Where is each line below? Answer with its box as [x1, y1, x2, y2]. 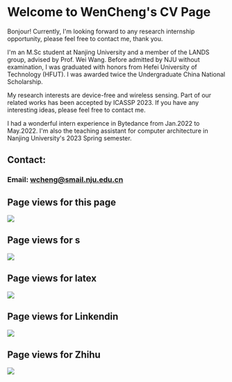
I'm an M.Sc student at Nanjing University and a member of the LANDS [7, 48, 210, 56]
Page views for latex [7, 272, 97, 285]
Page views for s [7, 234, 81, 247]
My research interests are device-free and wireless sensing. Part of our [7, 91, 212, 99]
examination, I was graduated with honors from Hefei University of [7, 63, 197, 71]
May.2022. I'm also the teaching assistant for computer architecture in [7, 126, 208, 135]
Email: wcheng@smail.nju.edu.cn [7, 175, 124, 185]
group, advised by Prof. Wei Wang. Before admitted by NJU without [7, 55, 200, 63]
